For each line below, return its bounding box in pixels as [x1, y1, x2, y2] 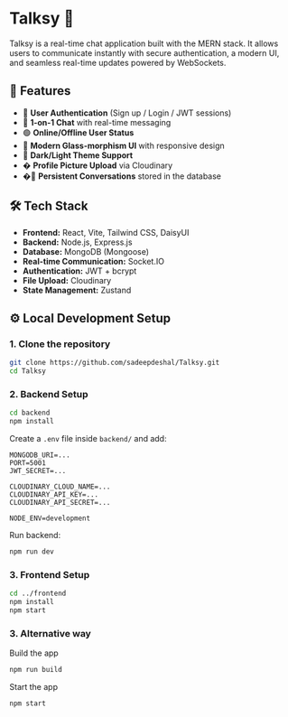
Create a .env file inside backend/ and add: [9, 433, 167, 444]
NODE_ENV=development [9, 514, 91, 523]
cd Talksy [9, 367, 47, 376]
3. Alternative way [9, 627, 92, 639]
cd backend [9, 408, 51, 418]
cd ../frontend [9, 589, 67, 599]
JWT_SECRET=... [9, 467, 67, 476]
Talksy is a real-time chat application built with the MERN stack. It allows [9, 38, 279, 49]
